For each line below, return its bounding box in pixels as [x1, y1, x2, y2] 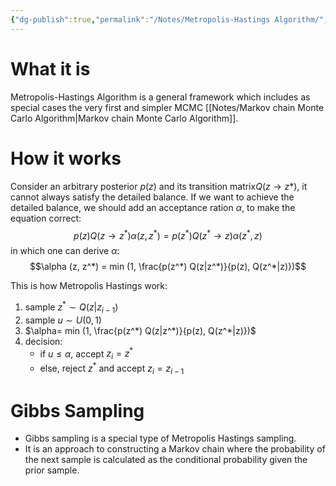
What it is [10, 57, 91, 80]
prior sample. [24, 464, 80, 476]
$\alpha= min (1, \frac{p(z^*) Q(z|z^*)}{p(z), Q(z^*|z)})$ [24, 324, 257, 336]
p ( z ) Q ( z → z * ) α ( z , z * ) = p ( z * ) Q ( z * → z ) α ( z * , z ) [73, 227, 263, 241]
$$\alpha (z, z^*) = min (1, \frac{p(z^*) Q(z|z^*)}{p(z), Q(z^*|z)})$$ [29, 261, 307, 273]
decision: [24, 335, 63, 347]
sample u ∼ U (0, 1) [24, 314, 102, 326]
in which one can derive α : [10, 245, 120, 257]
